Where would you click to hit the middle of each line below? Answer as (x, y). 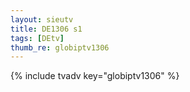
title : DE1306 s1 (46, 29)
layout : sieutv (42, 19)
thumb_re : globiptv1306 (60, 47)
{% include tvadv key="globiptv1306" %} (95, 76)
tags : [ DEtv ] (37, 38)
